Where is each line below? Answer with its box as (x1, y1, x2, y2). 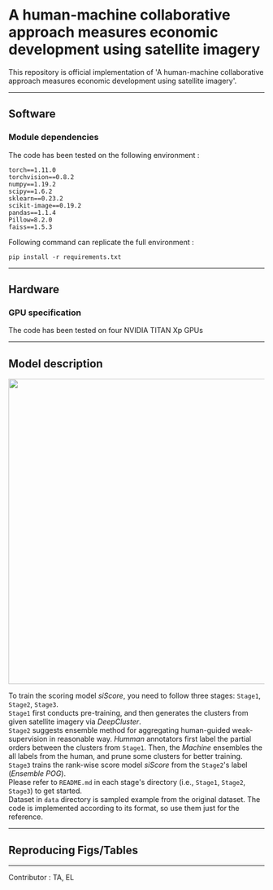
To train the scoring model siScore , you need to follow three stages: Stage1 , (8, 691, 262, 701)
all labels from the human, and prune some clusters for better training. (8, 752, 243, 761)
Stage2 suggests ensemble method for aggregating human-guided (8, 726, 231, 735)
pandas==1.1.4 (8, 208, 57, 217)
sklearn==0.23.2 (8, 194, 63, 203)
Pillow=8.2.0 (8, 216, 53, 224)
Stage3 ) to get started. (8, 786, 83, 796)
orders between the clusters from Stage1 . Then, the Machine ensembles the (8, 743, 262, 752)
